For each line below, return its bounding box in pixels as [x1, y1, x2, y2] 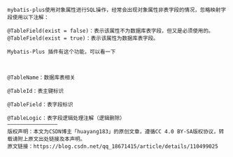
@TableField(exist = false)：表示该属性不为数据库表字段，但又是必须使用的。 [7, 27, 214, 34]
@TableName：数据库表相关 [7, 74, 76, 81]
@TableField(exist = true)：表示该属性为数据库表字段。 [7, 35, 159, 42]
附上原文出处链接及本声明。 [17, 135, 86, 142]
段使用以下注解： [7, 14, 50, 21]
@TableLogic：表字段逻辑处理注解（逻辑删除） [7, 114, 125, 121]
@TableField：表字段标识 [7, 101, 73, 108]
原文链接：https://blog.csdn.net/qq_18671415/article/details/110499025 [7, 143, 218, 150]
